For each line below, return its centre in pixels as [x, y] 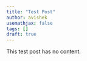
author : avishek [27, 18]
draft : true [21, 34]
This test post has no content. [43, 51]
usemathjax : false [30, 23]
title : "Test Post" [31, 12]
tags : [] [17, 29]
